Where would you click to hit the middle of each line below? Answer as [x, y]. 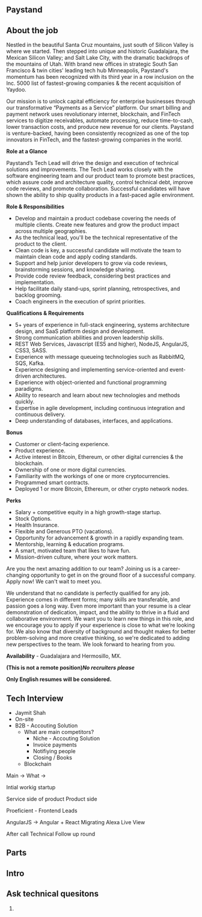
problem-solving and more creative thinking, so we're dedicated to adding [98, 638]
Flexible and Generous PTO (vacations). [64, 532]
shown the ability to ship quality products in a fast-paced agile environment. [100, 195]
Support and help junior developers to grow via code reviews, [91, 263]
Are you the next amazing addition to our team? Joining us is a [84, 569]
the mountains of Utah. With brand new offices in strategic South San [92, 64]
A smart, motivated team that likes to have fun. [73, 551]
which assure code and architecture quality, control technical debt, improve [100, 182]
